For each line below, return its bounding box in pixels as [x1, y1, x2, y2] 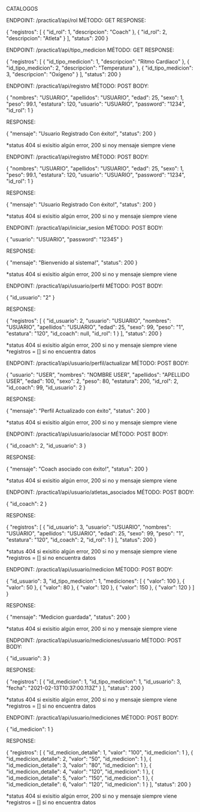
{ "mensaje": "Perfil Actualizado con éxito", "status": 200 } [6, 408, 150, 414]
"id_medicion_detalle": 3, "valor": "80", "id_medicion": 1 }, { [6, 762, 151, 769]
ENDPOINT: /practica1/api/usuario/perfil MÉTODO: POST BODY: [6, 282, 163, 289]
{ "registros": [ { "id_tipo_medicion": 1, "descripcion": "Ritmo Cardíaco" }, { [6, 58, 190, 65]
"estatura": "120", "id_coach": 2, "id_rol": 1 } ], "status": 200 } [6, 537, 157, 543]
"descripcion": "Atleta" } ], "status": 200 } [6, 35, 109, 41]
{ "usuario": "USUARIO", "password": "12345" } [6, 236, 123, 242]
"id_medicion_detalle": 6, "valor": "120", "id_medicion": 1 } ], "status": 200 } [6, 781, 192, 788]
